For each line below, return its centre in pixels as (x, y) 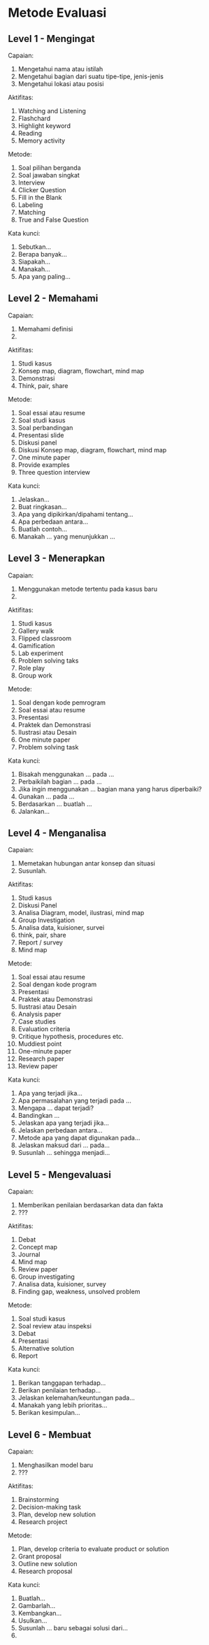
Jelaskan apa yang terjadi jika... (63, 1123)
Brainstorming (38, 1500)
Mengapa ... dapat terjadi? (56, 1108)
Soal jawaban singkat (49, 175)
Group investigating (46, 1277)
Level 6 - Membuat (50, 1435)
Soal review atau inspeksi (55, 1326)
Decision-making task (49, 1507)
